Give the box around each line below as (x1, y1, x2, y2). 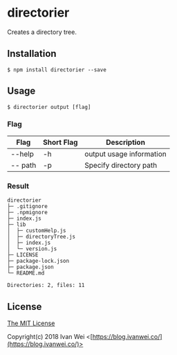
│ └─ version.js (7, 245, 57, 252)
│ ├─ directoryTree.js (7, 234, 76, 241)
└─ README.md (7, 270, 45, 277)
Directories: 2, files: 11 (7, 282, 85, 289)
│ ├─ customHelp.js (7, 227, 67, 234)
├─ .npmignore (7, 209, 48, 216)
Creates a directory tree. (7, 28, 77, 36)
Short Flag (42, 137, 78, 147)
